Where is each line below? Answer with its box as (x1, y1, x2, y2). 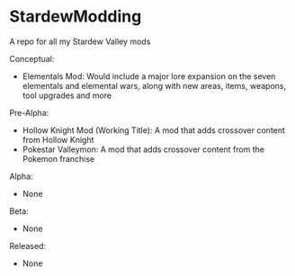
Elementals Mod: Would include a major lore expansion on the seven (22, 70, 276, 82)
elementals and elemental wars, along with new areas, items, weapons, (22, 80, 287, 91)
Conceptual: (9, 53, 55, 64)
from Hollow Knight (22, 134, 94, 145)
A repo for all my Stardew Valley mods (9, 36, 151, 47)
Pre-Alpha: (9, 107, 49, 118)
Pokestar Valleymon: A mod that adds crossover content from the (22, 144, 265, 155)
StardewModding (9, 6, 142, 27)
